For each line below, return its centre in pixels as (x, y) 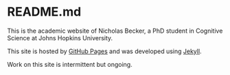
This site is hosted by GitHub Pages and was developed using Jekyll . (104, 51)
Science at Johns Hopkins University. (60, 37)
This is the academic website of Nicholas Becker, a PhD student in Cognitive (115, 31)
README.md (44, 12)
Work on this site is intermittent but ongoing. (70, 64)
